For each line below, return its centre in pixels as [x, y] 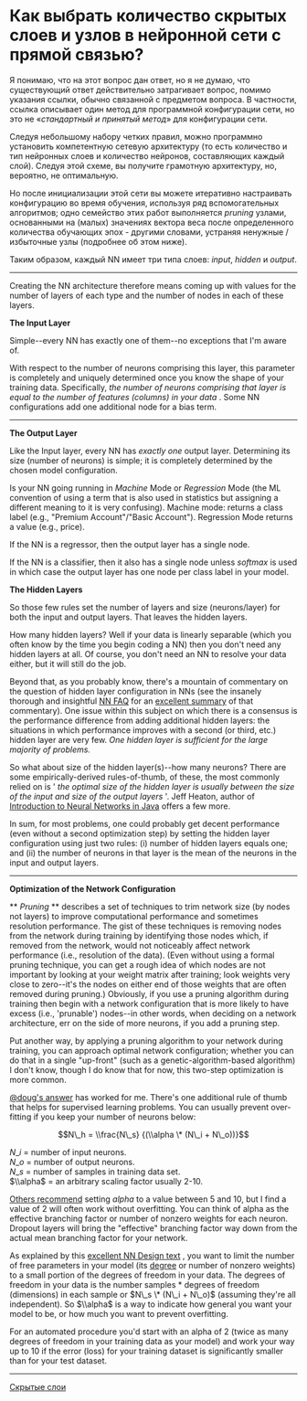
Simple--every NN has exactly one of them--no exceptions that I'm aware [148, 340]
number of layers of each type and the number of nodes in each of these [147, 295]
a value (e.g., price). [47, 526]
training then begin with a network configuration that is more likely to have [149, 1003]
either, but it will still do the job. [68, 663]
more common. [38, 1079]
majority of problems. [50, 749]
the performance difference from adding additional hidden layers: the [140, 720]
